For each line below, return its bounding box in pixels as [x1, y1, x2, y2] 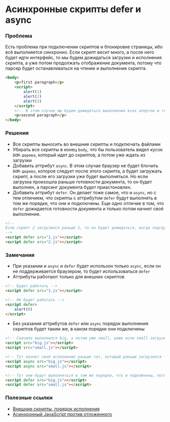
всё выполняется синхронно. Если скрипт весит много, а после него [5, 49, 154, 55]
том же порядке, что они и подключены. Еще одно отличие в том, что [12, 200, 164, 206]
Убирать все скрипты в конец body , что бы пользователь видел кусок [12, 146, 163, 152]
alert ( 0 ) [14, 307, 33, 312]
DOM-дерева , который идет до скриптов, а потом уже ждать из [12, 152, 146, 158]
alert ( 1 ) [23, 90, 42, 95]
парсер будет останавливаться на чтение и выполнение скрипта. [5, 65, 147, 71]
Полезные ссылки [5, 394, 53, 401]
